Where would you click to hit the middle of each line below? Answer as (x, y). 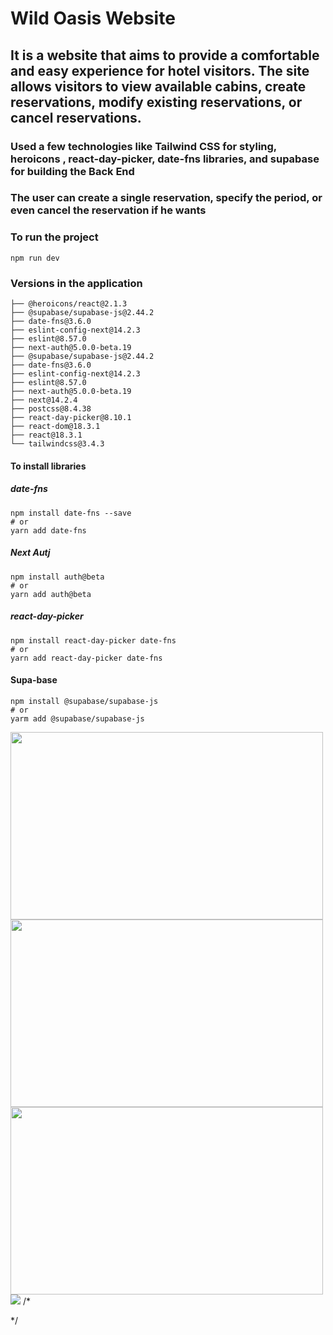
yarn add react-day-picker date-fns (86, 658)
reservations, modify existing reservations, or (156, 102)
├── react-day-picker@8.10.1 (71, 418)
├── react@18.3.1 (46, 435)
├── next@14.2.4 (44, 400)
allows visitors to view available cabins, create (158, 86)
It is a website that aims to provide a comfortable (165, 55)
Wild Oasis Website (93, 18)
